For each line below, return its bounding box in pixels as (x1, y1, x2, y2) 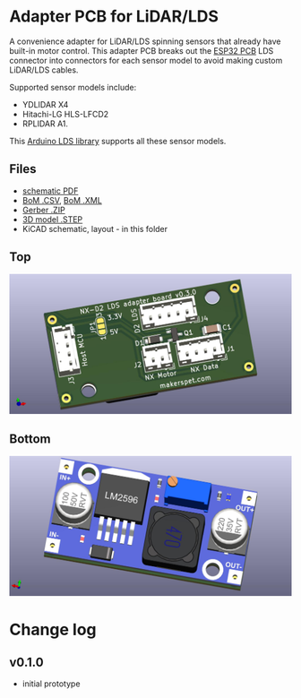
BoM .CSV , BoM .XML (21, 194, 103, 205)
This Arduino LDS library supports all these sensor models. (9, 135, 227, 146)
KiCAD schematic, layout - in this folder (21, 223, 168, 234)
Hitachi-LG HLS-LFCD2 (21, 108, 109, 119)
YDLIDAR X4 (21, 99, 69, 109)
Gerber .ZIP (21, 204, 65, 215)
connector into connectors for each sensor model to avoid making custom (9, 55, 283, 65)
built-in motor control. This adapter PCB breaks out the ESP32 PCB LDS (9, 45, 274, 56)
